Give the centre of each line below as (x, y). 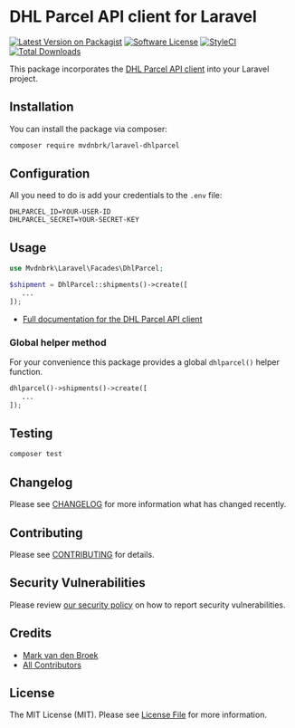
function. (26, 372)
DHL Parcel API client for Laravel (133, 17)
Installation (42, 107)
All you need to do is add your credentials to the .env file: (116, 196)
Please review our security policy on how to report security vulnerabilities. (147, 605)
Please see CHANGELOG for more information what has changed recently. (148, 504)
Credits (31, 633)
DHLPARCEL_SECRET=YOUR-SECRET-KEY (75, 220)
